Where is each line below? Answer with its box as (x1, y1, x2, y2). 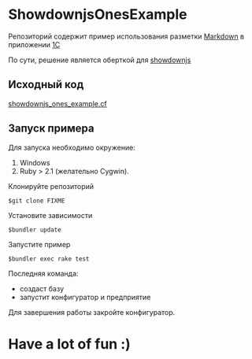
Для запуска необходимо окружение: (8, 142, 135, 152)
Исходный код (8, 78, 84, 91)
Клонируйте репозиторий (8, 181, 94, 191)
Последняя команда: (8, 268, 79, 278)
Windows (19, 157, 50, 167)
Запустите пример (8, 239, 71, 249)
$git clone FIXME (8, 197, 65, 205)
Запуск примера (8, 122, 94, 135)
